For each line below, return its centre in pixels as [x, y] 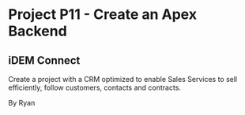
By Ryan [22, 103]
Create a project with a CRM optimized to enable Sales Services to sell [123, 79]
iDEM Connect [44, 60]
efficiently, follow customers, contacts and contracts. [95, 87]
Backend [38, 31]
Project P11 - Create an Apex [103, 15]
